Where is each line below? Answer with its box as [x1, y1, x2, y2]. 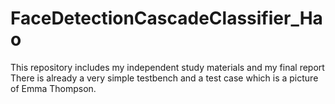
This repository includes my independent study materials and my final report [10, 61, 325, 73]
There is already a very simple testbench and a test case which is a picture [10, 72, 319, 84]
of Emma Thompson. [10, 82, 97, 94]
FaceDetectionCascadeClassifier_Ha [10, 7, 323, 30]
